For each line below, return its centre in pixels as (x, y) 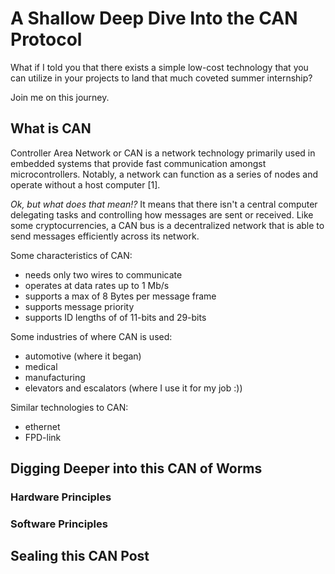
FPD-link (43, 437)
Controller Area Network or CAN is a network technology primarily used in (163, 153)
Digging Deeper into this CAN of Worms (136, 468)
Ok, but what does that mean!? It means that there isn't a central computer (164, 204)
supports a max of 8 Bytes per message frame (120, 296)
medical (41, 366)
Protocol (46, 39)
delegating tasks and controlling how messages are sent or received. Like (162, 214)
